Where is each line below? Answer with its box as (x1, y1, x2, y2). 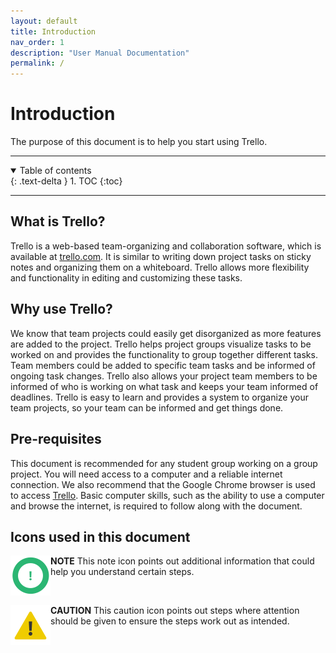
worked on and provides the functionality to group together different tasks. (10, 348, 318, 360)
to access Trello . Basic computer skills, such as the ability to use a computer (10, 489, 325, 501)
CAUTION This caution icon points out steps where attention (50, 605, 300, 617)
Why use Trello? (10, 301, 113, 318)
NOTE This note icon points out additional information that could (50, 555, 315, 567)
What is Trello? (10, 213, 106, 230)
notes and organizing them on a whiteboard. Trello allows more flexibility (10, 261, 310, 273)
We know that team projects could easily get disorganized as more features (10, 327, 322, 339)
